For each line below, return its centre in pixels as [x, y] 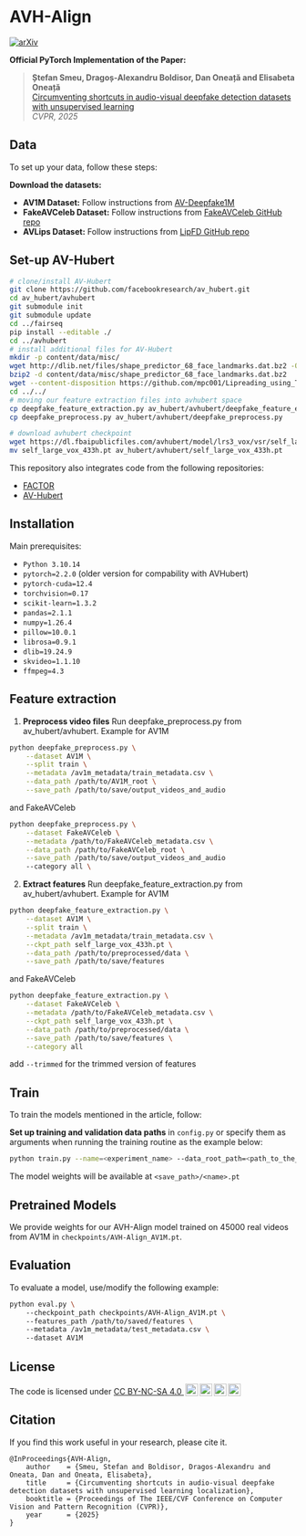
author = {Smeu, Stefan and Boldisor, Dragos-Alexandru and [148, 1467]
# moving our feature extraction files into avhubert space [126, 400]
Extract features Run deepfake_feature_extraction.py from [133, 884]
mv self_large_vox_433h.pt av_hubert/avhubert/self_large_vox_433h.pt [146, 451]
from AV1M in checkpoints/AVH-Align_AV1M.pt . [96, 1236]
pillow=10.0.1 [49, 632]
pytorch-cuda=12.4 [57, 584]
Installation [42, 524]
